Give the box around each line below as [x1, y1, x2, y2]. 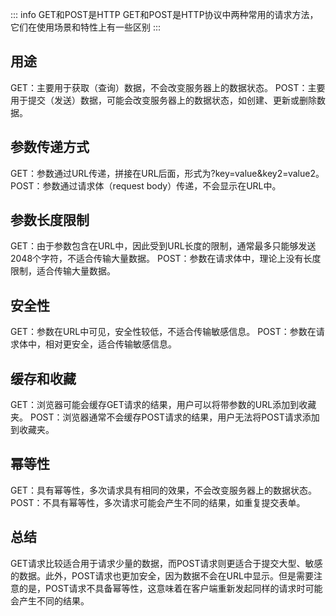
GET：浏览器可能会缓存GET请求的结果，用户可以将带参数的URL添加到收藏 [10, 399, 317, 411]
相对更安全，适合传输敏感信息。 [44, 338, 177, 350]
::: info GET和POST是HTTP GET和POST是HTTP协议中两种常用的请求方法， [10, 9, 319, 20]
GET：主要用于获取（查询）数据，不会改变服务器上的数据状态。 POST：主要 [10, 81, 326, 93]
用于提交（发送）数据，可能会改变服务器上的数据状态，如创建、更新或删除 [10, 94, 317, 106]
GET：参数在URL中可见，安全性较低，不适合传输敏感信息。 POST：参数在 [10, 326, 317, 338]
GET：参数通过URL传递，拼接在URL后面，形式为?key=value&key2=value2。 [10, 167, 325, 179]
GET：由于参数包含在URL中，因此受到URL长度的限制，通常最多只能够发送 [10, 240, 317, 252]
